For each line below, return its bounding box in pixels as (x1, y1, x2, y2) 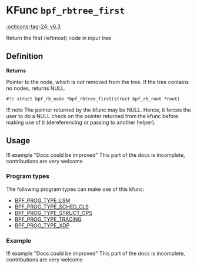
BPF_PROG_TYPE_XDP (14, 221, 70, 229)
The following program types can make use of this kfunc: (6, 186, 145, 193)
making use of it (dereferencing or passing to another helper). (6, 119, 156, 126)
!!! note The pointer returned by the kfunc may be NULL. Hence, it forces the (6, 106, 191, 113)
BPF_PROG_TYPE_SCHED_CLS (14, 203, 89, 210)
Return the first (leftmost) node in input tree (6, 34, 112, 41)
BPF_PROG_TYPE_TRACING (14, 216, 82, 223)
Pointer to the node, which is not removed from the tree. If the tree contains (6, 78, 189, 85)
